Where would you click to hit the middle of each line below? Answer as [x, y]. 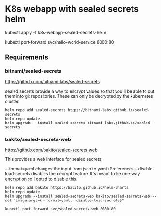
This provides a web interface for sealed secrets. [54, 159]
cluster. [13, 101]
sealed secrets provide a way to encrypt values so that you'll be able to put [80, 91]
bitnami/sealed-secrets [33, 71]
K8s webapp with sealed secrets [72, 9]
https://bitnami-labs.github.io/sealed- [109, 110]
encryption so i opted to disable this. [41, 179]
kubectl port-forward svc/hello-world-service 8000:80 [59, 42]
